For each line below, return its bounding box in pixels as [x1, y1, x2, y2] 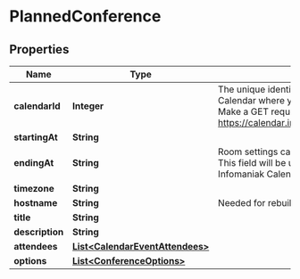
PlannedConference [9, 6, 162, 27]
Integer [71, 100, 104, 112]
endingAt [13, 157, 54, 168]
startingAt [13, 131, 58, 144]
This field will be [217, 157, 287, 168]
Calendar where [217, 94, 286, 106]
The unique [217, 83, 266, 95]
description [13, 226, 64, 238]
